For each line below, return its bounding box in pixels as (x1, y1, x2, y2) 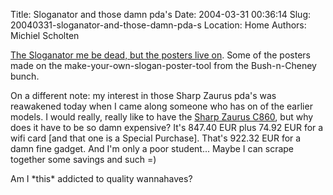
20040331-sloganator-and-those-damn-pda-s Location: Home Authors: (10, 19, 307, 31)
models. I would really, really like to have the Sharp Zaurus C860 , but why (10, 111, 314, 123)
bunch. (10, 70, 40, 82)
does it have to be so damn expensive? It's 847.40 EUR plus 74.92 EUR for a (10, 122, 324, 133)
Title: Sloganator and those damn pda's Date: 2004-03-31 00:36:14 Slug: (10, 9, 312, 20)
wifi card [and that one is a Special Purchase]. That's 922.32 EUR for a (10, 132, 302, 144)
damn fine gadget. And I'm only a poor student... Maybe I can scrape (10, 143, 295, 154)
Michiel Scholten (10, 30, 80, 41)
